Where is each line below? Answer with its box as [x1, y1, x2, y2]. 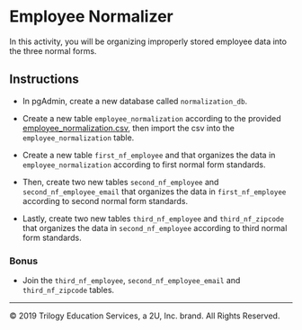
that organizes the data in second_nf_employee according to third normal [22, 222, 288, 233]
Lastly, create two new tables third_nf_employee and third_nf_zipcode [22, 213, 285, 224]
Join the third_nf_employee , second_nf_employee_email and [22, 275, 241, 286]
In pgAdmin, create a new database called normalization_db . [22, 95, 248, 106]
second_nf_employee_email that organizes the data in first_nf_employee [22, 186, 287, 197]
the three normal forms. [9, 45, 97, 56]
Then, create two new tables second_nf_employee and [22, 176, 219, 187]
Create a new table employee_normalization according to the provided [22, 112, 281, 123]
